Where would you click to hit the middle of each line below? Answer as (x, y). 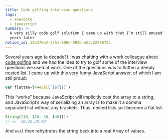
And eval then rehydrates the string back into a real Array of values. (75, 131)
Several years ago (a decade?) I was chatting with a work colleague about (81, 57)
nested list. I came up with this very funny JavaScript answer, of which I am (83, 73)
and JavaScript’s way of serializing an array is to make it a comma (73, 102)
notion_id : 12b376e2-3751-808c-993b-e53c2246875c (58, 43)
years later (22, 38)
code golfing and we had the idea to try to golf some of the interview (76, 62)
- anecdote (21, 19)
